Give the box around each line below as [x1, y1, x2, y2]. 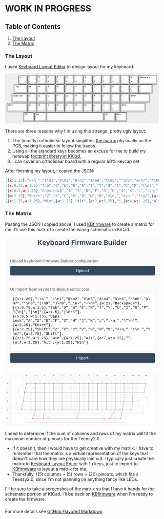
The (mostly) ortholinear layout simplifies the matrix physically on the [12, 138, 151, 144]
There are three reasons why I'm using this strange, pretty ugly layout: [5, 128, 146, 134]
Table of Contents [5, 22, 61, 31]
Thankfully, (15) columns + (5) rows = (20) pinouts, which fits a [12, 471, 139, 477]
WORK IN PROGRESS [5, 3, 92, 14]
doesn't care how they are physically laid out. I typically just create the [12, 455, 154, 462]
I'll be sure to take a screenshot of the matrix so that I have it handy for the [5, 486, 155, 492]
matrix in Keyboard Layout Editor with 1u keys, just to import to [12, 461, 138, 467]
